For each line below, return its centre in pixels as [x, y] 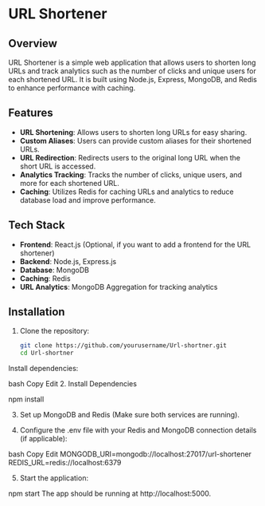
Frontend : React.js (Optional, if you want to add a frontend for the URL [135, 244]
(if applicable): [43, 439]
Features [31, 113]
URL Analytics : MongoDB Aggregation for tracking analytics [119, 287]
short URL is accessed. [58, 166]
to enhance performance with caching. [72, 88]
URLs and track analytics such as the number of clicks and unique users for [132, 71]
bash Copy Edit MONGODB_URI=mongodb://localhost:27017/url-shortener [130, 454]
